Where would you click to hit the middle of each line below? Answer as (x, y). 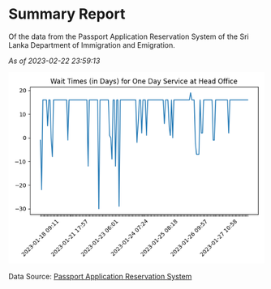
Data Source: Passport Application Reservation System (100, 276)
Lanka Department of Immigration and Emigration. (92, 45)
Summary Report (67, 14)
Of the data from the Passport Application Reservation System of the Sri (129, 36)
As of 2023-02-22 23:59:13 (54, 61)
